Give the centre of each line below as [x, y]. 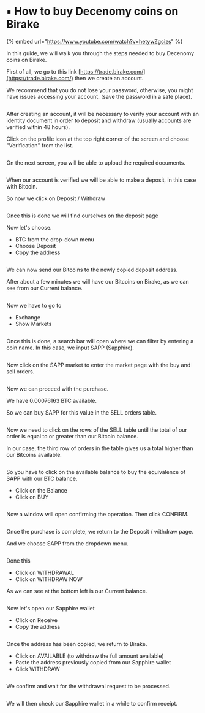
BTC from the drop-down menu [55, 239]
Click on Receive [36, 620]
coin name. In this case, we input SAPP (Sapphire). [70, 348]
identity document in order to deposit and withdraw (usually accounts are [99, 120]
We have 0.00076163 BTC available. [51, 400]
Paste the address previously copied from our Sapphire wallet [93, 662]
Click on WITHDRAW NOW [49, 579]
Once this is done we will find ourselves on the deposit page [82, 216]
